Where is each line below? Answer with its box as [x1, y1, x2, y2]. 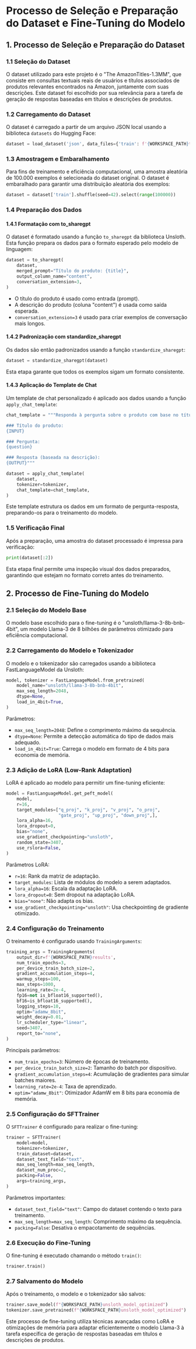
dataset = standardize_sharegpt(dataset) [6, 357, 108, 364]
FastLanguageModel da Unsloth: [6, 666, 85, 673]
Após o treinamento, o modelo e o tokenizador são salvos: [6, 1290, 146, 1297]
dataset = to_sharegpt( [6, 257, 64, 263]
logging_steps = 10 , [16, 1003, 61, 1009]
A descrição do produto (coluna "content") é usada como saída [14, 301, 167, 308]
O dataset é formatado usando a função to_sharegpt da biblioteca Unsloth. [6, 233, 186, 241]
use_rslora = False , [16, 845, 61, 851]
